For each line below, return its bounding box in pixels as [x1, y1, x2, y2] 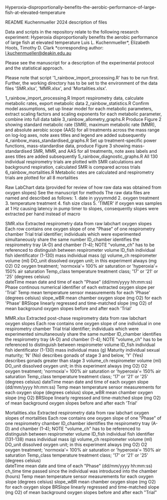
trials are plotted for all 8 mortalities [5, 175, 78, 180]
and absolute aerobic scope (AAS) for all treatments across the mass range [5, 127, 160, 133]
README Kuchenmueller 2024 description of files [5, 19, 107, 25]
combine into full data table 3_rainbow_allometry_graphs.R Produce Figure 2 [5, 116, 162, 122]
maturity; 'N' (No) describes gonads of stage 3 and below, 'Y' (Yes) [5, 352, 144, 358]
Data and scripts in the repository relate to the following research [5, 29, 139, 34]
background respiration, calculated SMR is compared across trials [5, 164, 141, 170]
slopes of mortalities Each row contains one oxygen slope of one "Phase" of [5, 415, 162, 421]
